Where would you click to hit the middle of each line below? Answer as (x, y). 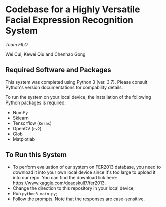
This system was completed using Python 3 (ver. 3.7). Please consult (76, 82)
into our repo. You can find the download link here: (65, 177)
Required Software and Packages (58, 70)
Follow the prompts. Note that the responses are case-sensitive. (79, 199)
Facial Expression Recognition (69, 20)
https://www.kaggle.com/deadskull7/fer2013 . (59, 183)
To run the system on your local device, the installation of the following (78, 97)
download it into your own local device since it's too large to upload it (84, 172)
